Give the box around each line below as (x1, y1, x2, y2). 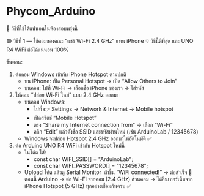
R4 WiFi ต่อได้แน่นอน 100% (6, 46, 69, 53)
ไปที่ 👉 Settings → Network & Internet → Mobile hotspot (33, 105, 174, 113)
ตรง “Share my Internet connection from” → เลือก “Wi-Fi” (33, 121, 173, 128)
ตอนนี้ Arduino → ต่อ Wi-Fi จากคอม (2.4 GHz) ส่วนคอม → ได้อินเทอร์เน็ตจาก (24, 175, 194, 183)
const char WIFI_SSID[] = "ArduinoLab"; (33, 155, 134, 163)
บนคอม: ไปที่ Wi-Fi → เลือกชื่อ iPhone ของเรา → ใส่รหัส (24, 84, 145, 91)
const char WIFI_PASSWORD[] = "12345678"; (33, 162, 148, 169)
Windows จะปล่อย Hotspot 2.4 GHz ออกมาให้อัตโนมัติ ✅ (24, 135, 152, 142)
